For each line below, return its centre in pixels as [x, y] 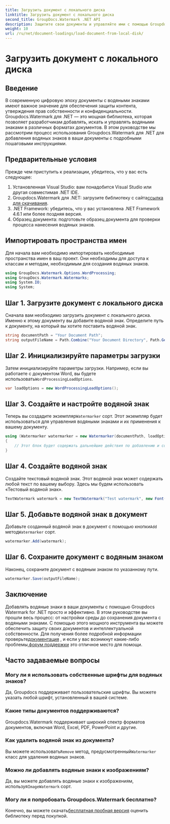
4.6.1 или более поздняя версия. [47, 214]
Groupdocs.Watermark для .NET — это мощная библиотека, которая [79, 117]
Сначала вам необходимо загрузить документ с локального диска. [78, 315]
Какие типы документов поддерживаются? [62, 711]
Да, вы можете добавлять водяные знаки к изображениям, [70, 781]
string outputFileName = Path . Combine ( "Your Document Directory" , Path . [83, 340]
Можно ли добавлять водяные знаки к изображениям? [77, 770]
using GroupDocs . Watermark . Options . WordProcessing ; [61, 273]
